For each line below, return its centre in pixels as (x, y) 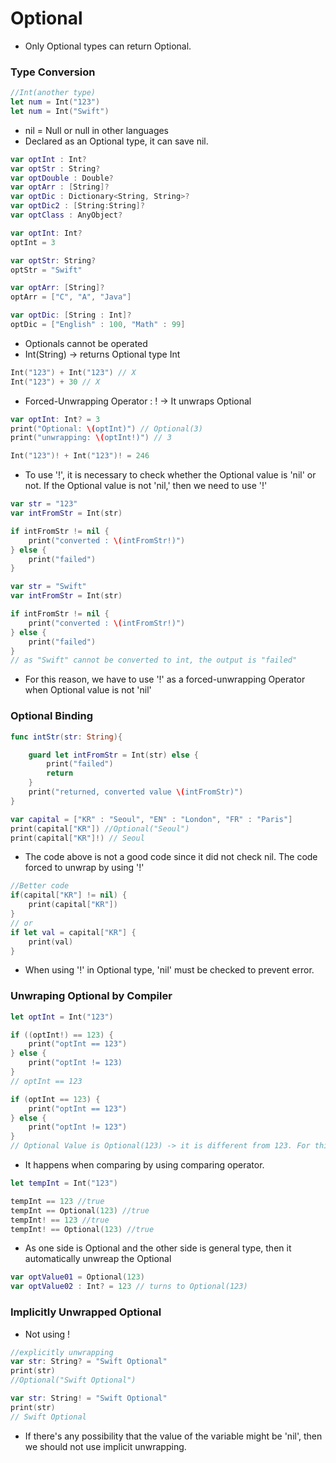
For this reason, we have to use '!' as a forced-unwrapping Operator (165, 679)
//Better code (40, 886)
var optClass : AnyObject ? (66, 215)
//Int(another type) (53, 93)
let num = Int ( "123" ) (55, 102)
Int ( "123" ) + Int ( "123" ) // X (73, 372)
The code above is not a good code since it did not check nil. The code (171, 857)
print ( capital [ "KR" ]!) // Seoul (77, 838)
